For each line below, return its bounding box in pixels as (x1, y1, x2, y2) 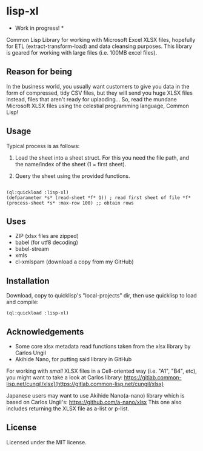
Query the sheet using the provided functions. (15, 172, 130, 180)
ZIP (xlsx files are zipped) (15, 232, 79, 240)
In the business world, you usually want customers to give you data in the (6, 83, 190, 90)
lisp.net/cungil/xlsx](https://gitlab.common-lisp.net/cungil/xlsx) (6, 381, 164, 387)
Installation (6, 276, 50, 286)
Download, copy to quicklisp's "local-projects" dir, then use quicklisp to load (6, 292, 197, 299)
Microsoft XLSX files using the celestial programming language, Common (6, 102, 190, 109)
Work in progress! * (15, 24, 64, 32)
